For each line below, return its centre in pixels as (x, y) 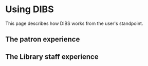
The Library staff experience (52, 57)
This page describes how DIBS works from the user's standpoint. (74, 23)
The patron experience (43, 39)
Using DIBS (30, 9)
